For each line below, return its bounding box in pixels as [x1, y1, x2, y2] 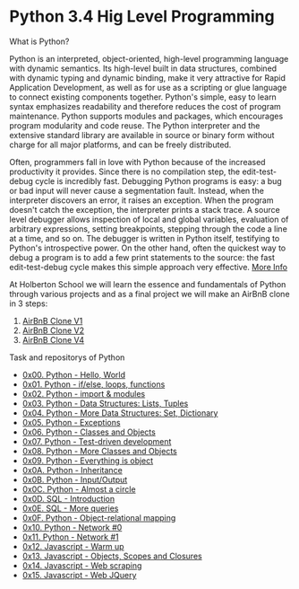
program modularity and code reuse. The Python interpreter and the [9, 119, 261, 131]
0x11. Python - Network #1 [21, 532, 119, 542]
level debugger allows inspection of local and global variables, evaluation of [9, 214, 289, 224]
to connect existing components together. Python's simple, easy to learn [9, 92, 278, 102]
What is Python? [9, 36, 70, 47]
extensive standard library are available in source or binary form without [9, 129, 275, 140]
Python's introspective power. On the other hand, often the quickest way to [9, 242, 286, 253]
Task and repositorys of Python [9, 352, 125, 363]
